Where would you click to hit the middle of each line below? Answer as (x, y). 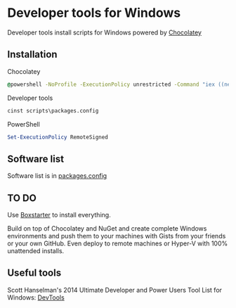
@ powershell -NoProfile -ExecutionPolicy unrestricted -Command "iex (111, 84)
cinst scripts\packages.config (53, 110)
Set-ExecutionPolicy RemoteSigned (58, 137)
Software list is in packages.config (57, 176)
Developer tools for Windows (94, 13)
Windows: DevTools (36, 297)
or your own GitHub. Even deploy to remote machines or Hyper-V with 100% (118, 243)
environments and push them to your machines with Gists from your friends (117, 236)
